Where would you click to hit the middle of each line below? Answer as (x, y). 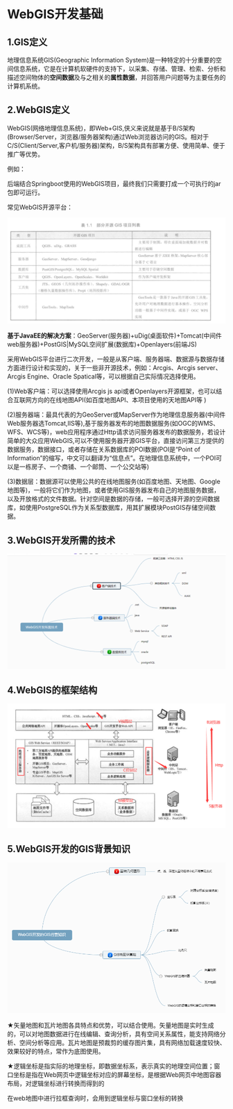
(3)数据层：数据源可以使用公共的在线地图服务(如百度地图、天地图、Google (114, 482)
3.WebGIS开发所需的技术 (61, 540)
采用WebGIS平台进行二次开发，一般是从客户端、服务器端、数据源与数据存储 (116, 359)
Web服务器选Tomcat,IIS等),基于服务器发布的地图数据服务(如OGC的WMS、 (113, 424)
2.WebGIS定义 (39, 110)
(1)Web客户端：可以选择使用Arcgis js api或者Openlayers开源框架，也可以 (112, 391)
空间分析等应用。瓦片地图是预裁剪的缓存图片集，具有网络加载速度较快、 (122, 1042)
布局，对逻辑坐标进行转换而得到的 (56, 1083)
